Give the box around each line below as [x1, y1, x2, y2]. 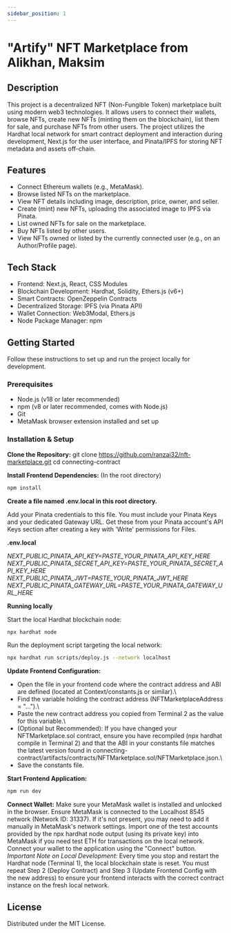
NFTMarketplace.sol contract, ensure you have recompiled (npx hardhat [17, 732, 223, 740]
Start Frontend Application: [7, 775, 88, 783]
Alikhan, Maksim [7, 55, 105, 70]
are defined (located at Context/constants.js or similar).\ [17, 688, 177, 696]
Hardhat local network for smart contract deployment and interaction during [7, 129, 223, 138]
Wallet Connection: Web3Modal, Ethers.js [17, 309, 136, 318]
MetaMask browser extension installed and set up [17, 417, 159, 426]
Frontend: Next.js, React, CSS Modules [17, 280, 128, 288]
